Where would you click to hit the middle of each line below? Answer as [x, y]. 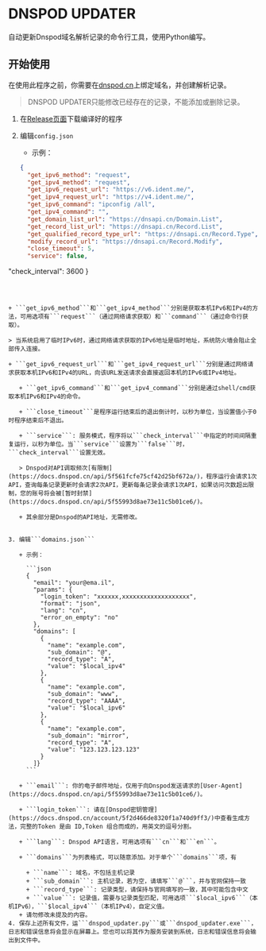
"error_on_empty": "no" [79, 618]
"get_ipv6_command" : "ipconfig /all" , [91, 205]
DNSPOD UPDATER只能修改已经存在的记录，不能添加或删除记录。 [136, 102]
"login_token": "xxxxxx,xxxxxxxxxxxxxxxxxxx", [118, 597]
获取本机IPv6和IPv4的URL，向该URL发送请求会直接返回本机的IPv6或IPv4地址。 [127, 373]
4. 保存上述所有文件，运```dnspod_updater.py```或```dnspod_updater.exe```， [133, 924]
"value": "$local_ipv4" [87, 667]
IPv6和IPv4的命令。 [55, 397]
